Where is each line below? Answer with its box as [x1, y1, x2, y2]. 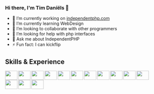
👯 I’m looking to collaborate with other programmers [12, 26, 117, 32]
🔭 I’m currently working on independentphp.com [12, 16, 110, 21]
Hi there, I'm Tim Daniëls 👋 [5, 4, 69, 11]
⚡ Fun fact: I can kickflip [12, 41, 61, 48]
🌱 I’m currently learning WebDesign [12, 20, 84, 26]
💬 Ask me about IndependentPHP [12, 36, 80, 42]
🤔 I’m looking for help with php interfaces [12, 31, 95, 37]
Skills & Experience [5, 57, 65, 66]
